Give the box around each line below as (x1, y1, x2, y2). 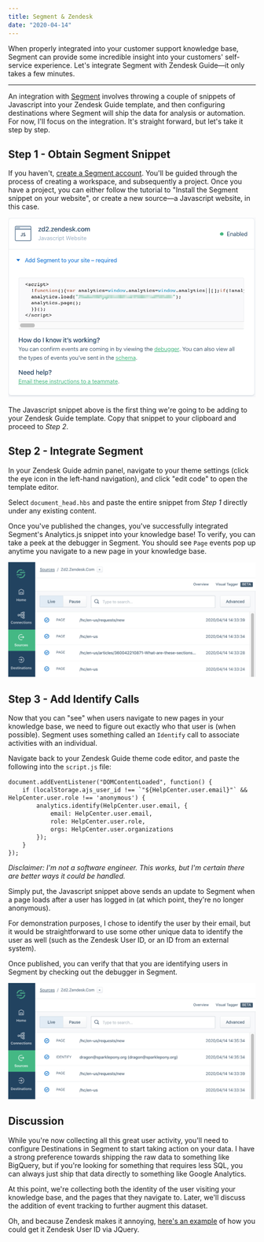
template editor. (8, 482, 59, 491)
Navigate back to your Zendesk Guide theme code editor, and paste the (8, 754, 240, 763)
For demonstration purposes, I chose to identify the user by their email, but (8, 918, 251, 929)
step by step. (8, 124, 51, 134)
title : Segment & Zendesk (8, 13, 93, 20)
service (8, 60, 33, 70)
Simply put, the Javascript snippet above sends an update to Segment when (8, 887, 255, 896)
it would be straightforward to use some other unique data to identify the (8, 927, 244, 936)
